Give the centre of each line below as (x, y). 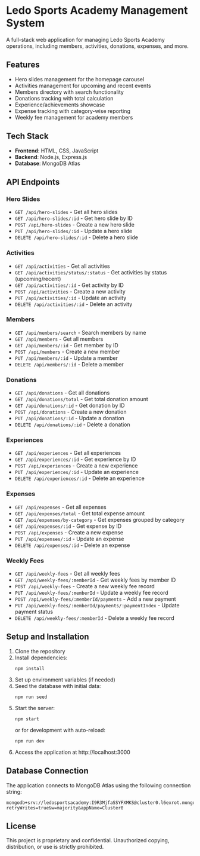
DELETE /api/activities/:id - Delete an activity (74, 304)
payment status (34, 612)
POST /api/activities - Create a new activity (70, 291)
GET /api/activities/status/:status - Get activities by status (91, 272)
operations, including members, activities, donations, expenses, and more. (98, 46)
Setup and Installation (48, 637)
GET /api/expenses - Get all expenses (60, 507)
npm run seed (31, 697)
